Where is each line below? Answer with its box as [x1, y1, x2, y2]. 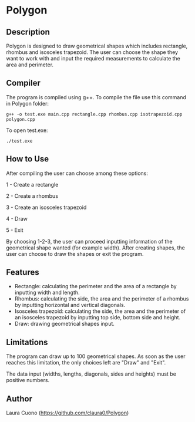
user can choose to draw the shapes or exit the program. [6, 250, 144, 257]
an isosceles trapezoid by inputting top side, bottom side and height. [14, 314, 181, 321]
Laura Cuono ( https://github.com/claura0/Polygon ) [6, 409, 129, 417]
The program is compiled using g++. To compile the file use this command [6, 93, 187, 100]
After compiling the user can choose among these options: [6, 170, 148, 177]
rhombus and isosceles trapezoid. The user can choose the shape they [6, 49, 178, 56]
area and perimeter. [6, 61, 54, 68]
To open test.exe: [6, 127, 48, 134]
